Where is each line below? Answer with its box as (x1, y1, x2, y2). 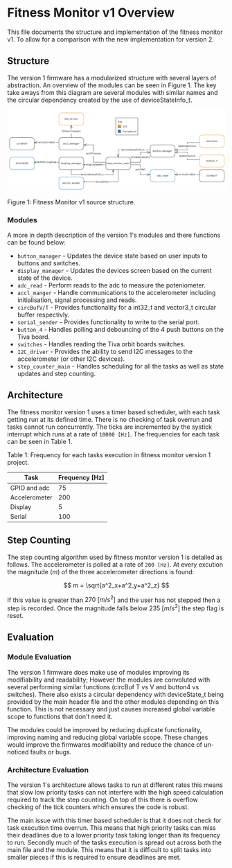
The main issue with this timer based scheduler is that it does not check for (7, 816, 222, 824)
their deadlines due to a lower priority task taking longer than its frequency (7, 831, 220, 839)
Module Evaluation (7, 653, 71, 662)
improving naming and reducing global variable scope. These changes (7, 733, 208, 741)
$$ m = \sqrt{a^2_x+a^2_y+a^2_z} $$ (63, 581, 170, 590)
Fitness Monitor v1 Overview (7, 5, 175, 21)
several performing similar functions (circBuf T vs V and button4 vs (7, 682, 199, 691)
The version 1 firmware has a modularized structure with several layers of (7, 73, 217, 82)
